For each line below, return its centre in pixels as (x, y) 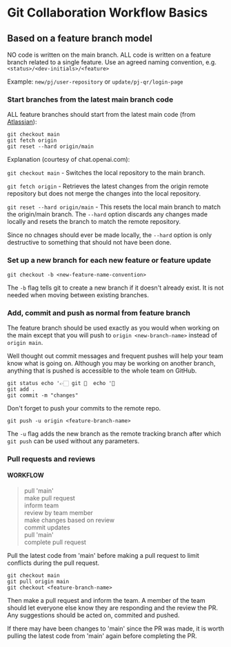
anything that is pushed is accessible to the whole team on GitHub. (102, 371)
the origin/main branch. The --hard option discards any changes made (108, 214)
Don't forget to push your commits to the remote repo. (84, 408)
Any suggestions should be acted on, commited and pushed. (93, 615)
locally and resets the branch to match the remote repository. (94, 222)
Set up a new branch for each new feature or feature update (109, 261)
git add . (21, 389)
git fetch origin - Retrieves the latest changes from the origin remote (108, 186)
